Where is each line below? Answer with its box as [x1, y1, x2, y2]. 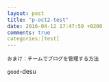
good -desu [7, 68, 36, 76]
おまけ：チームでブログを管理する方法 [7, 55, 99, 62]
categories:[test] [7, 36, 60, 42]
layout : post [7, 10, 45, 17]
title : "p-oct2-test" [7, 16, 69, 23]
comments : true [7, 29, 51, 36]
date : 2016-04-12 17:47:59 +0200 [7, 23, 103, 29]
